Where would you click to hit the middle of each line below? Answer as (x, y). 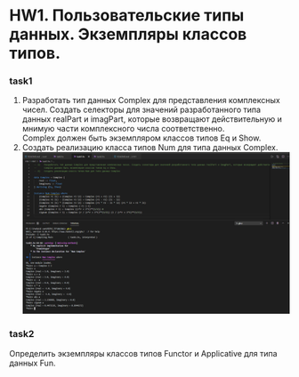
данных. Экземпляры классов (128, 34)
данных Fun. (32, 363)
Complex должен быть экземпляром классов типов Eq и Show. (141, 138)
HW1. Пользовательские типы (127, 16)
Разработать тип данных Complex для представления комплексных (151, 100)
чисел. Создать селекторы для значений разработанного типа (141, 110)
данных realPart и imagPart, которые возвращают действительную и (152, 119)
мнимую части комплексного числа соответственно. (123, 129)
